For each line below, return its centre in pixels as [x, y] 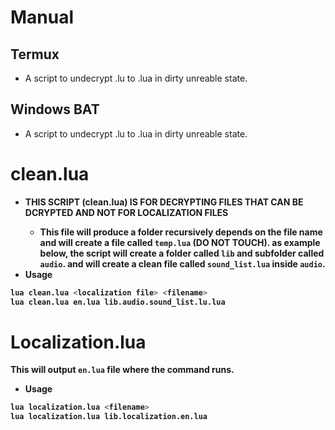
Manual [42, 17]
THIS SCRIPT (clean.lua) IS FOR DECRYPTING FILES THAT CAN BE [164, 202]
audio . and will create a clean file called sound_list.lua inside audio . [182, 263]
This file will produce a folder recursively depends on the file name [181, 232]
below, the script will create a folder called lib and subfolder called [182, 253]
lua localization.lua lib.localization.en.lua [109, 417]
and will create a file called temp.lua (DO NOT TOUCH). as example [180, 242]
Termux [35, 54]
